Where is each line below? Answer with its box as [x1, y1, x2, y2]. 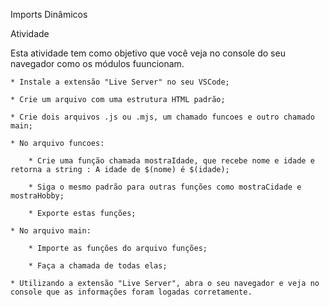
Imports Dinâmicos [10, 9, 88, 20]
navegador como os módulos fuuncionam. [10, 58, 185, 69]
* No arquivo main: [10, 226, 92, 236]
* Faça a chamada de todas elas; [28, 261, 168, 271]
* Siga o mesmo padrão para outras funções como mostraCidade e [28, 182, 302, 192]
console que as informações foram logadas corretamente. [10, 287, 253, 297]
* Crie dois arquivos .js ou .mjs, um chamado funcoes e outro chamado [10, 112, 315, 122]
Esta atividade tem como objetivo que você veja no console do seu [10, 47, 286, 59]
